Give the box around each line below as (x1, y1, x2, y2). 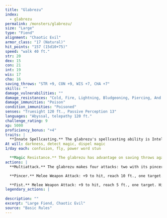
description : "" (5, 196, 39, 202)
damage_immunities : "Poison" (5, 100, 66, 105)
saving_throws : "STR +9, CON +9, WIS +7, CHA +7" (5, 81, 110, 86)
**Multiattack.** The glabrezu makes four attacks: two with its (9, 164, 148, 169)
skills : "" (5, 86, 28, 91)
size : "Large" (5, 26, 35, 31)
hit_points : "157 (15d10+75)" (5, 44, 68, 49)
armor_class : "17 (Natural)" (5, 40, 66, 45)
